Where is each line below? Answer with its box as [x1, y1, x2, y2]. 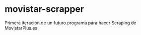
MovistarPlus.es [4, 25, 38, 31]
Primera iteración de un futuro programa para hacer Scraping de [4, 20, 137, 26]
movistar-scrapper [4, 3, 84, 15]
